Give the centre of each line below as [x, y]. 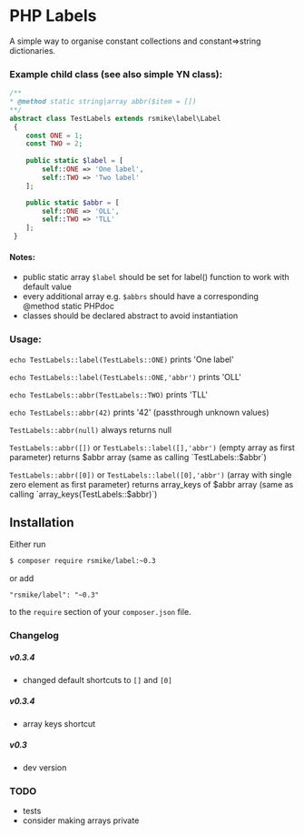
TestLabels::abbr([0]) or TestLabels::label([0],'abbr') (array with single [151, 475]
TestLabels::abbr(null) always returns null [91, 429]
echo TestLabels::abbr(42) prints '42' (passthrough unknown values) [139, 412]
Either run [28, 544]
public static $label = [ [75, 161]
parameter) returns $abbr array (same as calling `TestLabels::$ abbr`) [138, 457]
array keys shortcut [59, 724]
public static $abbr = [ [73, 202]
